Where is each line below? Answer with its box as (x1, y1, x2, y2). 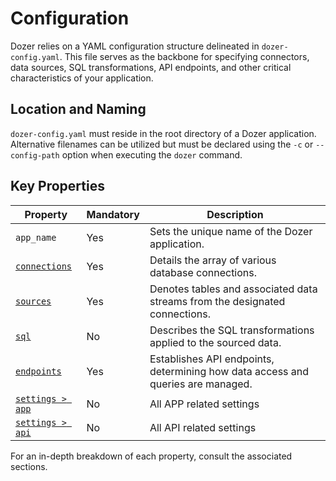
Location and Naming (10, 101, 147, 118)
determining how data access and (149, 364, 310, 378)
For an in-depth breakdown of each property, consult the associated (10, 450, 293, 462)
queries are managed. (149, 377, 253, 391)
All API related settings (149, 420, 257, 434)
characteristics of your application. (10, 72, 154, 84)
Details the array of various (149, 253, 277, 267)
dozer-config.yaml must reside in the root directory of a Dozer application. (10, 127, 317, 139)
